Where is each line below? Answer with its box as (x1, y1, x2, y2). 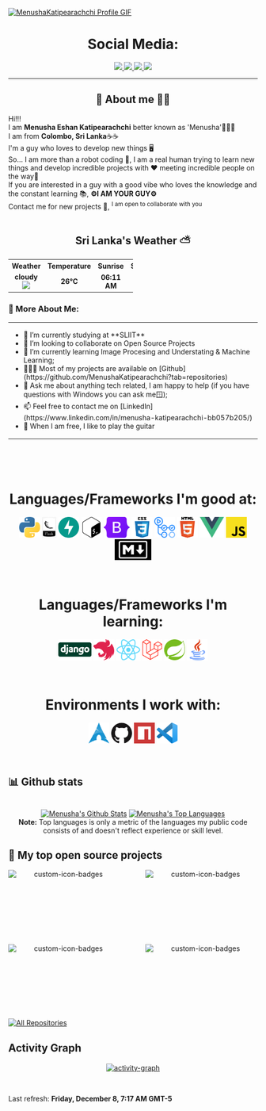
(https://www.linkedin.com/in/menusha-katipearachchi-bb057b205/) (23, 412, 253, 422)
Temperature (47, 261, 92, 270)
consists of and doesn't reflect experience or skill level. (43, 826, 223, 835)
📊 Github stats (8, 776, 83, 789)
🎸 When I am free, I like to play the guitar (23, 421, 155, 431)
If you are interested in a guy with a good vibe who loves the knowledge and (8, 179, 257, 190)
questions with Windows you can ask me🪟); (23, 389, 168, 399)
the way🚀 (8, 171, 40, 181)
